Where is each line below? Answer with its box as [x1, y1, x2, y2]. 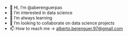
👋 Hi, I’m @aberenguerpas [9, 5, 63, 10]
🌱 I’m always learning [9, 15, 52, 20]
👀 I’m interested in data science [9, 10, 73, 16]
